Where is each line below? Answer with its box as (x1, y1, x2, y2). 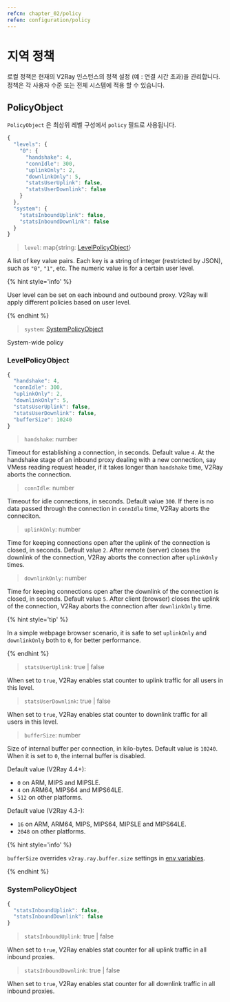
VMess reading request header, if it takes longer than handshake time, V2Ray (7, 463, 223, 472)
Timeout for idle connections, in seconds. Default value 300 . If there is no (7, 497, 214, 505)
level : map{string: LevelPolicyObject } (23, 243, 132, 252)
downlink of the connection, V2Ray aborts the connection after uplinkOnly (7, 553, 218, 561)
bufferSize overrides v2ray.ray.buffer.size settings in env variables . (7, 854, 205, 863)
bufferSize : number (23, 731, 81, 740)
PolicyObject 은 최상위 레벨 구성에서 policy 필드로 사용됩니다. (7, 121, 177, 129)
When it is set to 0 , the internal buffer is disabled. (7, 752, 146, 760)
